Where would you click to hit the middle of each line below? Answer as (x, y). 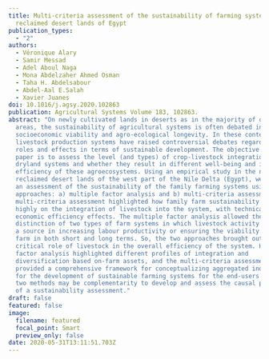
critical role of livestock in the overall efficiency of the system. (136, 246)
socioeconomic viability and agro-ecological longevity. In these (128, 134)
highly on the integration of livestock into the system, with (123, 209)
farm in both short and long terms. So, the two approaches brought (132, 239)
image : (19, 313)
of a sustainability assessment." (73, 291)
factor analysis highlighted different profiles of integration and (132, 253)
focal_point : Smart (48, 328)
